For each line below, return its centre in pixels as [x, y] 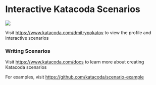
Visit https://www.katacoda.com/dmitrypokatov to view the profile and [78, 32]
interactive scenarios [27, 38]
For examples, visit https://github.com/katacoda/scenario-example [74, 77]
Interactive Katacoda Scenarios [73, 9]
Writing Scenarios [28, 51]
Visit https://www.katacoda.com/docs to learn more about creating [75, 62]
